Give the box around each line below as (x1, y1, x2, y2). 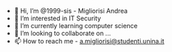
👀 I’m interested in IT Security (14, 14, 101, 22)
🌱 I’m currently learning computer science (14, 22, 138, 30)
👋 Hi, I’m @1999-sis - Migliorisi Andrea (14, 7, 128, 15)
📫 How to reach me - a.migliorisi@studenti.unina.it (14, 37, 165, 45)
